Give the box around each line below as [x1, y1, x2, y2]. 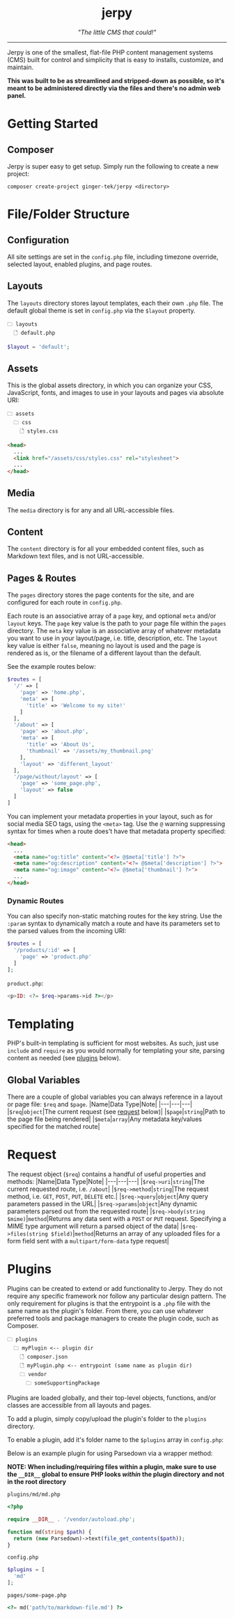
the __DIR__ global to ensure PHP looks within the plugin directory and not [7, 1470, 225, 1479]
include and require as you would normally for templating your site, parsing [7, 1046, 225, 1055]
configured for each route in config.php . [7, 598, 123, 607]
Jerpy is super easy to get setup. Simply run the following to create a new [7, 162, 219, 171]
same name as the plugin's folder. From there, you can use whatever [7, 1307, 204, 1315]
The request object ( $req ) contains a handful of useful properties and [7, 1170, 206, 1178]
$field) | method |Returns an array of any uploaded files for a [51, 1229, 221, 1238]
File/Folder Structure [7, 206, 130, 222]
